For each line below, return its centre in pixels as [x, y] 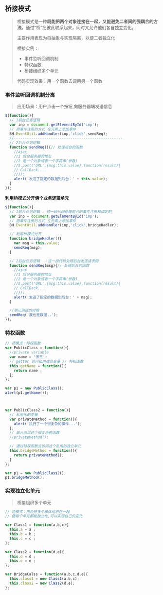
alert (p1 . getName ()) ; [27, 393]
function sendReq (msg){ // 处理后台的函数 [49, 265]
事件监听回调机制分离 [30, 95]
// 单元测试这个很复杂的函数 [35, 433]
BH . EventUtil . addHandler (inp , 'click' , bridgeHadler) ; [64, 225]
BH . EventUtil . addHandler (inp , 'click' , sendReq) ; [59, 134]
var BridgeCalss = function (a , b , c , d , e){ [47, 574]
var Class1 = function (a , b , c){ [37, 525]
